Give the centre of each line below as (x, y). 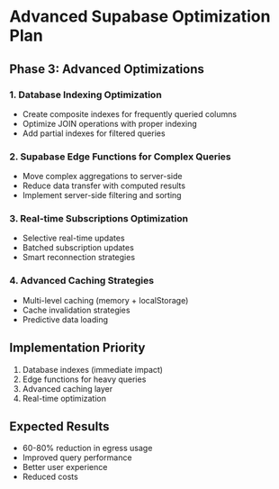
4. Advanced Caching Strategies (82, 281)
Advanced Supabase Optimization (140, 17)
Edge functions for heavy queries (84, 379)
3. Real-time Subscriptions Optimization (99, 219)
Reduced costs (50, 477)
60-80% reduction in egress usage (87, 448)
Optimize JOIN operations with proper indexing (110, 123)
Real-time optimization (64, 398)
